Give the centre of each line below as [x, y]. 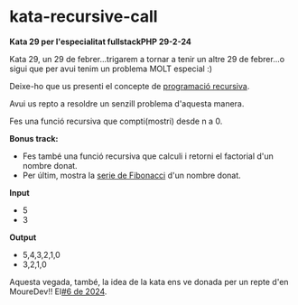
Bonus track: [34, 138]
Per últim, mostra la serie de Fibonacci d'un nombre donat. [131, 175]
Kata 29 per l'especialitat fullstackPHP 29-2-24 [100, 42]
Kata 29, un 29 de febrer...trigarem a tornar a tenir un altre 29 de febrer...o [147, 59]
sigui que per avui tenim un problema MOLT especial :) [111, 69]
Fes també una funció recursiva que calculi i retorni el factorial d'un [148, 156]
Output [23, 237]
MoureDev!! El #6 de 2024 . [58, 291]
